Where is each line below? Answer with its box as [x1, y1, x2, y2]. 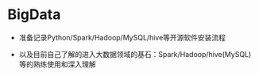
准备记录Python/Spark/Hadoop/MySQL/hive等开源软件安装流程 [18, 32, 226, 42]
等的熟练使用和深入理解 [18, 59, 96, 69]
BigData [7, 6, 61, 24]
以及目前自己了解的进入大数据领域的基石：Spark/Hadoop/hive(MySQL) [18, 49, 252, 59]
